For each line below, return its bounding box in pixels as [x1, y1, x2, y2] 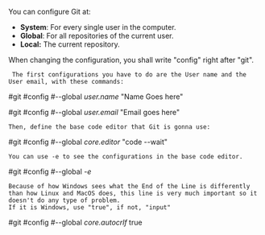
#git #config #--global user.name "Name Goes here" [8, 92, 184, 101]
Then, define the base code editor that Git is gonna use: [8, 123, 211, 131]
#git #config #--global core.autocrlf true [8, 217, 143, 227]
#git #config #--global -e [8, 167, 92, 176]
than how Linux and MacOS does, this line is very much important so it [8, 189, 258, 197]
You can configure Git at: [8, 7, 91, 16]
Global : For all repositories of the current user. [19, 31, 174, 40]
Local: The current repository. [19, 39, 120, 49]
